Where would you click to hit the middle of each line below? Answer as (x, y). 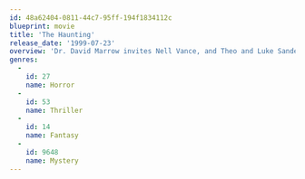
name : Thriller (54, 110)
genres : (24, 60)
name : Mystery (52, 160)
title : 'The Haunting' (52, 34)
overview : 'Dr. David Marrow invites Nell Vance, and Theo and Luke (142, 52)
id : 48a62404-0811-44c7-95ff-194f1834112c (91, 18)
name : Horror (50, 85)
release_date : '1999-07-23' (63, 43)
